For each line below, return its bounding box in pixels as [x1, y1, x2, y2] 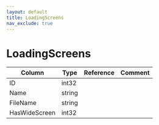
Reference [83, 68, 115, 77]
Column [21, 68, 44, 77]
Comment [120, 68, 150, 77]
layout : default [6, 9, 48, 15]
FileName [9, 99, 37, 107]
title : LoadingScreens [6, 15, 64, 21]
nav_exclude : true [6, 20, 53, 26]
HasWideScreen [9, 109, 56, 117]
